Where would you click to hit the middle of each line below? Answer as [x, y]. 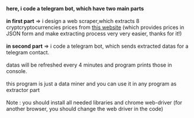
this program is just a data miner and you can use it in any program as [91, 84]
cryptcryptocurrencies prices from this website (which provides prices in [95, 27]
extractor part [23, 90]
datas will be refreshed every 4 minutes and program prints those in [89, 65]
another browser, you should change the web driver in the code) [85, 109]
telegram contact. [28, 52]
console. [17, 71]
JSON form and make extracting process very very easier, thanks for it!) [94, 34]
